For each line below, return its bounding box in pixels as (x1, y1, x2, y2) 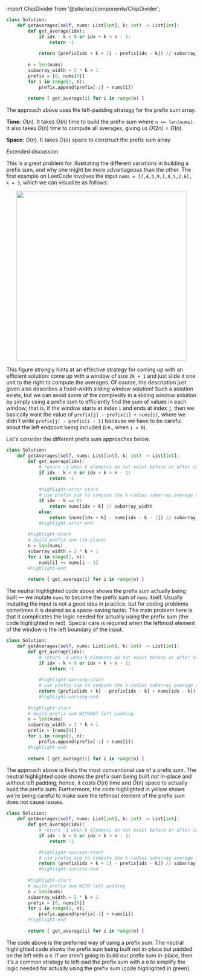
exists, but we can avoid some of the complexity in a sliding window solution (6, 392, 196, 399)
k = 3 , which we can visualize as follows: (6, 179, 109, 186)
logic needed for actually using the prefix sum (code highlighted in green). (6, 964, 192, 972)
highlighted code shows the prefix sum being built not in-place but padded (6, 945, 193, 953)
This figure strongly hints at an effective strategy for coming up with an (6, 366, 183, 374)
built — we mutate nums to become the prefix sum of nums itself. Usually (6, 594, 183, 601)
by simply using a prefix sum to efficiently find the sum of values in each (6, 398, 187, 406)
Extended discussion (6, 148, 59, 155)
